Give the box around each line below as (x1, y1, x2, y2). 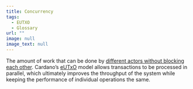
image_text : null (6, 42, 49, 47)
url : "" (6, 30, 25, 36)
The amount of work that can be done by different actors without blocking (6, 57, 184, 64)
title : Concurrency (6, 8, 54, 15)
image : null (6, 36, 35, 42)
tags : (6, 14, 19, 20)
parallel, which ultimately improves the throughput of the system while (6, 70, 175, 77)
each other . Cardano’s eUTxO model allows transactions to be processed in (6, 63, 188, 70)
